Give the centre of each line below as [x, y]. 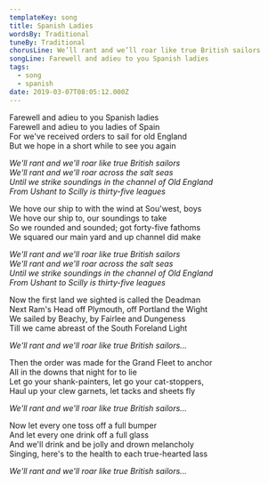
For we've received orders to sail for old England [98, 136]
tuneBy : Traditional [48, 42]
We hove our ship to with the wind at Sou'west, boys [106, 208]
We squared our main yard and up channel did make [105, 237]
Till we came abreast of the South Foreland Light [98, 328]
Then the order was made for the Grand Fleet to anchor [111, 362]
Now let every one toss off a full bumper [83, 425]
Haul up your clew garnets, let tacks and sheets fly [102, 390]
